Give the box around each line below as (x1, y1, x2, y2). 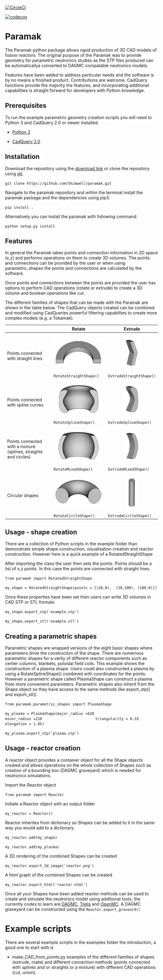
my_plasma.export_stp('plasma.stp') (5, 731, 79, 736)
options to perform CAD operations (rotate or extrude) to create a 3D (5, 285, 143, 291)
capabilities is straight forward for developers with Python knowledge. (5, 87, 146, 93)
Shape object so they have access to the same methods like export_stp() (5, 686, 150, 692)
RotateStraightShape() (53, 374, 99, 379)
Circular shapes (7, 492, 39, 498)
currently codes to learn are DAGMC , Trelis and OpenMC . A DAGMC (5, 901, 141, 907)
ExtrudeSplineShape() (108, 420, 152, 425)
